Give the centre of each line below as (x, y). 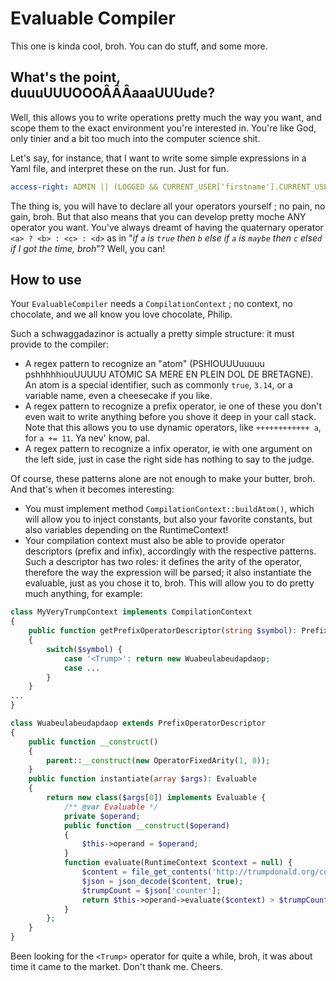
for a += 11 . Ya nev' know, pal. (87, 438)
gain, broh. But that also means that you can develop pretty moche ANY (158, 216)
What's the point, (65, 77)
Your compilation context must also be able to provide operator (154, 541)
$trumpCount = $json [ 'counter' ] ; (151, 890)
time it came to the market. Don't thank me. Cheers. (117, 967)
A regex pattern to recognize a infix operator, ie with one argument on (168, 449)
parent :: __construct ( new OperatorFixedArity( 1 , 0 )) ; (158, 760)
